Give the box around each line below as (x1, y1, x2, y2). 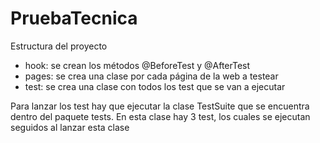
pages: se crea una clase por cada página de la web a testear (24, 70, 279, 82)
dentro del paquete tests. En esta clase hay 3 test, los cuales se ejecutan (10, 110, 311, 122)
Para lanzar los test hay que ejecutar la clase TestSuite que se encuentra (10, 100, 310, 112)
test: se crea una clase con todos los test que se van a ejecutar (24, 80, 286, 92)
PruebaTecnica (10, 7, 138, 30)
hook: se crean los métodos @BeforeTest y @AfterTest (24, 59, 251, 71)
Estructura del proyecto (10, 40, 108, 52)
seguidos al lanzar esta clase (10, 121, 130, 133)
